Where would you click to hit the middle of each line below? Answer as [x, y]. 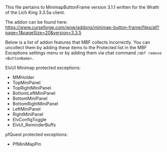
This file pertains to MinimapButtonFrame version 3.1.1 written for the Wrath [82, 7]
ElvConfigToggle [29, 119]
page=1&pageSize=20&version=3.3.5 [43, 33]
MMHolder [23, 77]
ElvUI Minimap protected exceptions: [43, 68]
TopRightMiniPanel [32, 88]
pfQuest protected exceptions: [37, 134]
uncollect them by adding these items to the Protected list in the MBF [76, 47]
